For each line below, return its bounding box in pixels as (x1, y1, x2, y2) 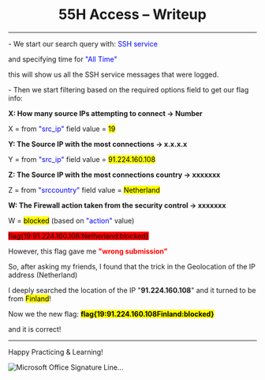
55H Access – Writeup (58, 6, 207, 24)
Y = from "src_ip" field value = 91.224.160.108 (8, 154, 156, 164)
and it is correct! (8, 324, 62, 333)
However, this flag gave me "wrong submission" (8, 246, 168, 256)
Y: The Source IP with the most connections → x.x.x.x (8, 139, 188, 149)
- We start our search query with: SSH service (8, 39, 158, 48)
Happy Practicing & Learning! (8, 347, 104, 356)
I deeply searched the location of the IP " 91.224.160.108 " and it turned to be (8, 285, 256, 295)
